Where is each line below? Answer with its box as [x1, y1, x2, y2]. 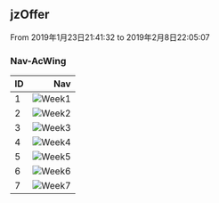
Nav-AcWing [10, 54, 67, 67]
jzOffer [10, 7, 50, 22]
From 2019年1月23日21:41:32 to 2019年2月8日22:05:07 [10, 31, 210, 43]
